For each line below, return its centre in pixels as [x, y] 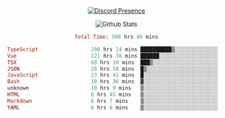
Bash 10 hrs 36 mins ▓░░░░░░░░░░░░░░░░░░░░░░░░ [112, 82]
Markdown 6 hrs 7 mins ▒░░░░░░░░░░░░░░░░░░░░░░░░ [112, 101]
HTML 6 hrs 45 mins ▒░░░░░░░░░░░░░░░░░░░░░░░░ [112, 94]
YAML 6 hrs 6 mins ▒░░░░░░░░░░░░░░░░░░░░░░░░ [112, 108]
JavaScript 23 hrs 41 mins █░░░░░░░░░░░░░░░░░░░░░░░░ [112, 75]
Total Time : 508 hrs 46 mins [116, 37]
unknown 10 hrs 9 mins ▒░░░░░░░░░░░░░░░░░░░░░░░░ [112, 88]
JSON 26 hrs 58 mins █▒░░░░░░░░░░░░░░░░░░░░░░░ [112, 69]
